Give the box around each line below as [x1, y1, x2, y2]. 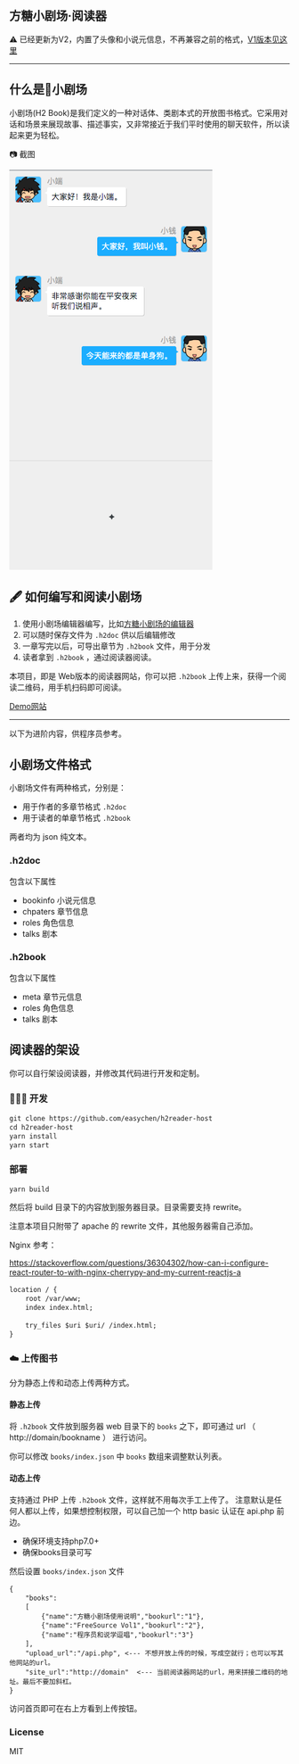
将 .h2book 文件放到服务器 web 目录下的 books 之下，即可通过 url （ [9, 1420, 256, 1431]
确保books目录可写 [21, 1546, 93, 1557]
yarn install [9, 1131, 58, 1140]
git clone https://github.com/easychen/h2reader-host [9, 1114, 214, 1122]
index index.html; [25, 1304, 93, 1313]
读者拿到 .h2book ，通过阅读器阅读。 [21, 652, 157, 663]
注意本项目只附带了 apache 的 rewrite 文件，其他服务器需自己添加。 [9, 1221, 258, 1231]
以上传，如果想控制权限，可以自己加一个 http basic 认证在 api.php [32, 1505, 275, 1516]
